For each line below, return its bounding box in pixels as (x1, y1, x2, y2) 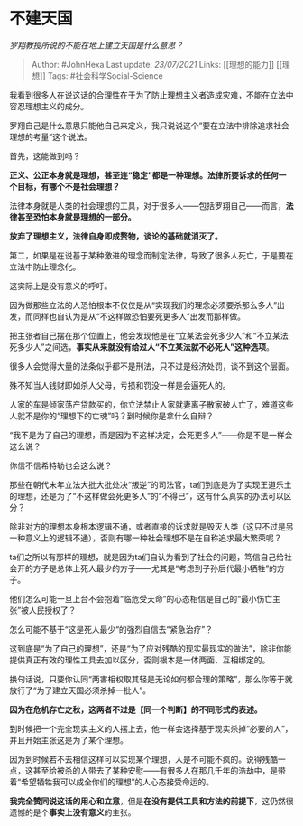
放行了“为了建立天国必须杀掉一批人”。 (9, 684, 151, 696)
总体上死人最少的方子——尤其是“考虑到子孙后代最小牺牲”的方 (56, 562, 286, 574)
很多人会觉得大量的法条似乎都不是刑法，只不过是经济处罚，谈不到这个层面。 (9, 361, 294, 371)
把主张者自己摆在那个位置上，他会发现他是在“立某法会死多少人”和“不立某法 (9, 330, 289, 341)
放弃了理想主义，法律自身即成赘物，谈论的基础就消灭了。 (9, 230, 223, 241)
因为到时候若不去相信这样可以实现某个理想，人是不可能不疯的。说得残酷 (9, 754, 278, 765)
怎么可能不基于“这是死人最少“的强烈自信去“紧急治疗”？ (9, 624, 214, 634)
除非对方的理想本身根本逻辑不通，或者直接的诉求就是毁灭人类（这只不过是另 (9, 521, 294, 531)
